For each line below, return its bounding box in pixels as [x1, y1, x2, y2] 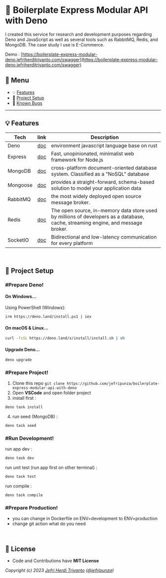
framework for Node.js [51, 156, 104, 163]
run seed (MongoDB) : [12, 413, 58, 419]
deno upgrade [5, 358, 32, 363]
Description [90, 133, 119, 140]
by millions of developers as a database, [51, 213, 144, 220]
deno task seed [5, 423, 37, 428]
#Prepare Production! [5, 504, 58, 511]
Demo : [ [5, 51, 23, 57]
